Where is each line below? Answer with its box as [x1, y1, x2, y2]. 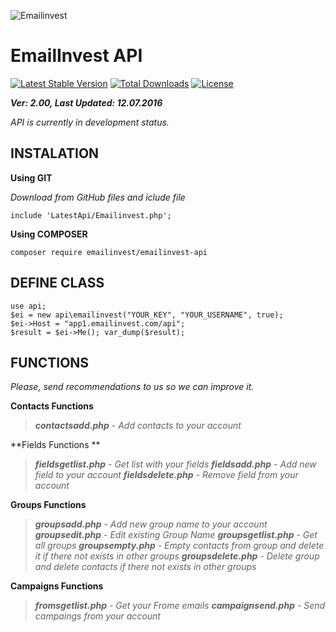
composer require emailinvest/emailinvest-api [10, 247, 208, 257]
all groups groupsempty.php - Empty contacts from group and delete [34, 540, 325, 552]
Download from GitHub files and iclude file [10, 191, 186, 203]
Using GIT [10, 171, 53, 184]
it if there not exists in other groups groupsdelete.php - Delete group [34, 550, 320, 562]
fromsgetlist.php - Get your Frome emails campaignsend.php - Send [34, 600, 326, 612]
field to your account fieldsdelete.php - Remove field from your [34, 469, 299, 481]
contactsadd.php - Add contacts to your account [34, 420, 242, 432]
